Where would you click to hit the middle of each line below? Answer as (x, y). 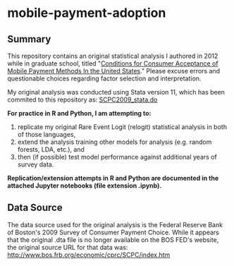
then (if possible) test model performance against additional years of (117, 157)
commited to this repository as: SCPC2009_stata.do (82, 99)
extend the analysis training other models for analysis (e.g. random (115, 142)
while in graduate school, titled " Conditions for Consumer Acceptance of (113, 64)
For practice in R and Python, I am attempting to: (79, 113)
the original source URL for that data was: (68, 247)
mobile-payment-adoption (87, 13)
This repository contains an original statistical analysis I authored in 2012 (113, 56)
